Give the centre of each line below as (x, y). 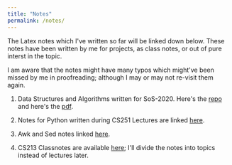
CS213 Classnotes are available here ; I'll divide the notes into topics (116, 147)
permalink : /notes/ (36, 21)
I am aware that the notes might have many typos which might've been (111, 70)
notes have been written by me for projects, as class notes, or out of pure (115, 48)
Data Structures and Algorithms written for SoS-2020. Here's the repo (120, 99)
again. (17, 85)
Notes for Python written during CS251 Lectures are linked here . (111, 120)
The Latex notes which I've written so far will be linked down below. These (116, 41)
